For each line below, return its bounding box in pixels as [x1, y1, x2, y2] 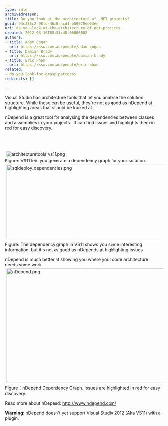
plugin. [5, 415, 19, 421]
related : [5, 67, 23, 72]
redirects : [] [5, 76, 35, 81]
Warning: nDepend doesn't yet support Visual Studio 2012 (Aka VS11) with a [5, 410, 161, 416]
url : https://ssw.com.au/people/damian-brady [9, 53, 106, 58]
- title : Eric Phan [5, 58, 46, 63]
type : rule [5, 7, 28, 12]
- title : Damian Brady [5, 49, 52, 53]
